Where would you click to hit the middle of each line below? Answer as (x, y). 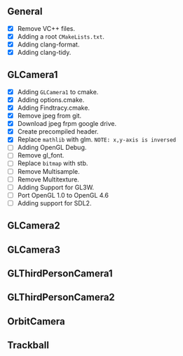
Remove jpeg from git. (49, 116)
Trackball (28, 345)
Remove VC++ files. (46, 28)
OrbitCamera (36, 321)
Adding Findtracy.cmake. (53, 108)
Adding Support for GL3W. (56, 187)
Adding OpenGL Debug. (52, 148)
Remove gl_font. (41, 155)
